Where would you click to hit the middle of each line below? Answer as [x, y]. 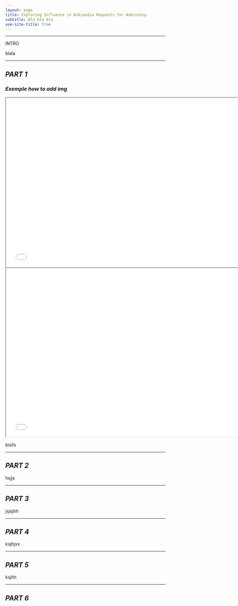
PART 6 [17, 598]
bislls [11, 445]
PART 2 [17, 465]
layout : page [19, 10]
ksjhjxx [13, 544]
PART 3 [17, 499]
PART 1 [17, 74]
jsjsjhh [12, 511]
